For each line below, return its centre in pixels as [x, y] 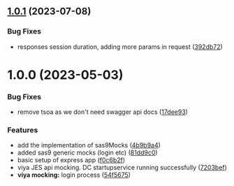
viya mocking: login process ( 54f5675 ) [74, 175]
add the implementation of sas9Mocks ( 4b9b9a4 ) [89, 145]
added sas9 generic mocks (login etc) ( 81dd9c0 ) [88, 152]
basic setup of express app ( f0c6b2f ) [71, 160]
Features [23, 130]
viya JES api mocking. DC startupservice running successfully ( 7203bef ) [122, 168]
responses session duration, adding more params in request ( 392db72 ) [120, 46]
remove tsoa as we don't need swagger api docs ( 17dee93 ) [103, 112]
